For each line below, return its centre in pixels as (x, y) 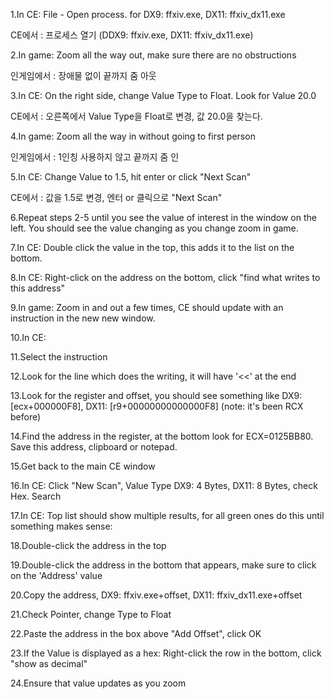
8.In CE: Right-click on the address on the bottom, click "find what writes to (165, 277)
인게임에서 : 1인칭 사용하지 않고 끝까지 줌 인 (95, 157)
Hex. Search (36, 496)
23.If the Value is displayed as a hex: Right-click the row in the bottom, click (166, 653)
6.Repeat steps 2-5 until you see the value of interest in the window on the (163, 217)
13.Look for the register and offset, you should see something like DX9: (156, 395)
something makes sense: (61, 526)
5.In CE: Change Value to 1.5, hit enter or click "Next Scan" (131, 177)
